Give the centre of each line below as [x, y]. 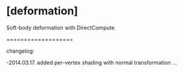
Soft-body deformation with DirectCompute [61, 28]
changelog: [20, 51]
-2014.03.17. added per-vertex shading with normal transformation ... [92, 62]
